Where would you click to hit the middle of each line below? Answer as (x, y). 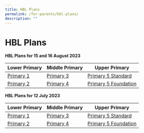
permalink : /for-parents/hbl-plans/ (42, 14)
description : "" (21, 18)
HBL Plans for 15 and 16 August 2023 (43, 56)
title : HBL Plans (22, 9)
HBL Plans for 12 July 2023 (33, 96)
